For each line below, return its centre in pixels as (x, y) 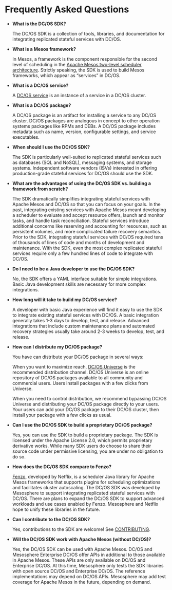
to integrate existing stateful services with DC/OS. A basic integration (85, 315)
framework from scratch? (40, 189)
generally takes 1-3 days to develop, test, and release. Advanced (81, 320)
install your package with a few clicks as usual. (62, 415)
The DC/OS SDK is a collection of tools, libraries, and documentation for (88, 33)
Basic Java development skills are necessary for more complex (79, 284)
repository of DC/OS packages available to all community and (78, 377)
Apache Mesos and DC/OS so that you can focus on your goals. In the (86, 204)
